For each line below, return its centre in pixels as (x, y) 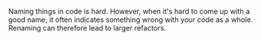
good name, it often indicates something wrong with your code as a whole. (130, 20)
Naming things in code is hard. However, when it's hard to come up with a (129, 11)
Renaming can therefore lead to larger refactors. (87, 28)
